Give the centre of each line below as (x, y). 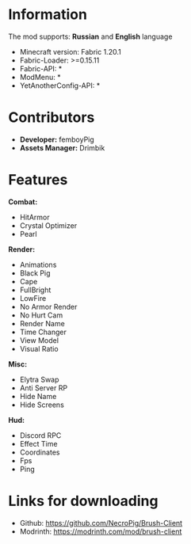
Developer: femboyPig (57, 139)
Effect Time (38, 443)
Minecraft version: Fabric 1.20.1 (70, 51)
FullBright (35, 290)
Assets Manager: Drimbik (62, 147)
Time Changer (43, 332)
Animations (38, 264)
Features (38, 180)
